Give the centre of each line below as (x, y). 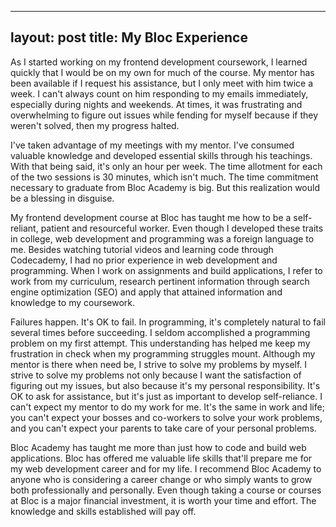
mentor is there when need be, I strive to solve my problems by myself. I (159, 364)
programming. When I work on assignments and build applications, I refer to (166, 270)
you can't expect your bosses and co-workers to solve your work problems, (166, 417)
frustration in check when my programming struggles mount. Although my (163, 353)
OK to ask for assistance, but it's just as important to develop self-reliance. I (166, 396)
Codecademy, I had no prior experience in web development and (144, 260)
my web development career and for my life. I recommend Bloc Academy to (166, 468)
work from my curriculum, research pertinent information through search (160, 281)
